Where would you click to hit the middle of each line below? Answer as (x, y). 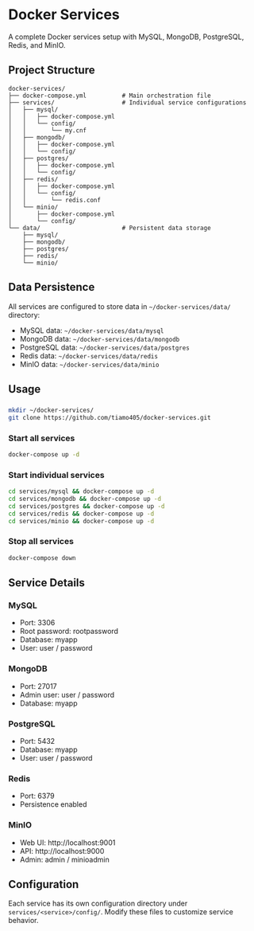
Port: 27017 (38, 686)
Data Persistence (52, 287)
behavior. (23, 921)
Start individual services (56, 475)
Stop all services (41, 542)
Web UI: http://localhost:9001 (67, 843)
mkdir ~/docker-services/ (51, 410)
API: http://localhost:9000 (62, 851)
